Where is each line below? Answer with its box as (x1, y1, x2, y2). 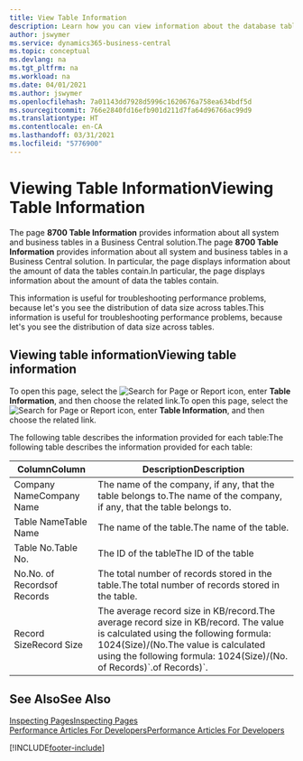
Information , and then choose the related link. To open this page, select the (9, 394, 289, 406)
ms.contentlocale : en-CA (9, 123, 103, 132)
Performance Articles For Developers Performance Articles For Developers (9, 725, 285, 736)
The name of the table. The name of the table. (97, 521, 289, 534)
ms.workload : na (9, 72, 70, 81)
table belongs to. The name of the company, (97, 489, 282, 502)
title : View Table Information (9, 13, 127, 23)
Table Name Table (14, 515, 87, 528)
